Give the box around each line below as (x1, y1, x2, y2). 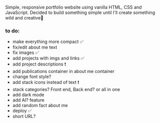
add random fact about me (12, 102, 68, 108)
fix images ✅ (12, 49, 39, 55)
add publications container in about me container (12, 68, 115, 74)
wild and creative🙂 (5, 15, 44, 20)
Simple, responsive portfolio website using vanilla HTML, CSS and (5, 4, 142, 10)
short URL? (12, 113, 36, 119)
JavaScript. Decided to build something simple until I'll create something (5, 9, 155, 15)
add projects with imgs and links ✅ (12, 55, 85, 61)
